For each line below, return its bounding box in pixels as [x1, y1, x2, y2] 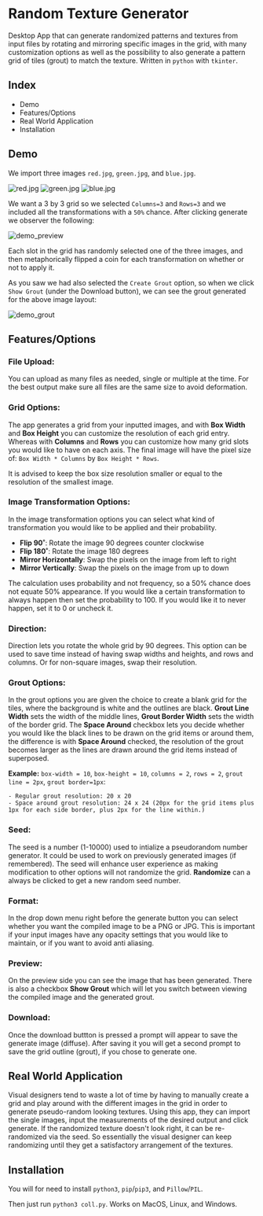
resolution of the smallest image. [8, 477, 114, 486]
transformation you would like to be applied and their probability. [8, 522, 217, 532]
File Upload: [8, 356, 55, 367]
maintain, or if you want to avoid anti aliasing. [8, 938, 155, 948]
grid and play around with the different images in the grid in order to [8, 1099, 228, 1108]
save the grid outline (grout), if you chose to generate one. [8, 1047, 198, 1056]
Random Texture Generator [8, 5, 189, 23]
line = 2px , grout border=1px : [8, 777, 106, 787]
